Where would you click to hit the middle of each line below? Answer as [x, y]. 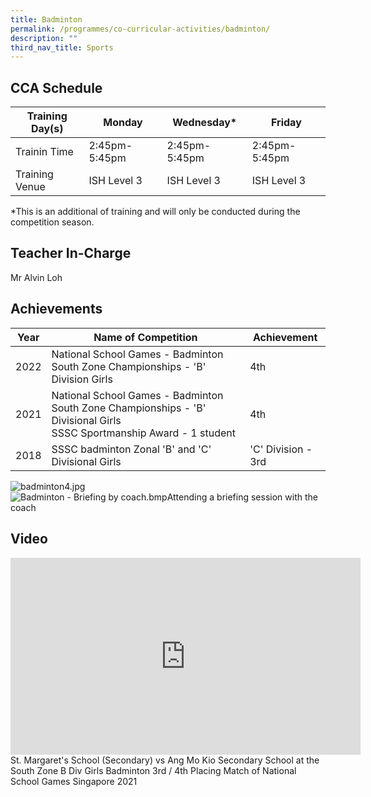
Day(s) [47, 129]
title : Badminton [46, 19]
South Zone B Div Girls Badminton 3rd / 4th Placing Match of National [153, 770]
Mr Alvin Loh [36, 277]
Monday [123, 123]
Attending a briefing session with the [242, 497]
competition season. [52, 222]
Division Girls [82, 379]
